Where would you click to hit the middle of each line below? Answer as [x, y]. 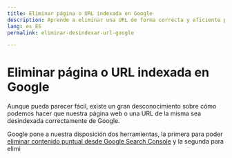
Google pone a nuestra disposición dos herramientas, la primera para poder [115, 134]
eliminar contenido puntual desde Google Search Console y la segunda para [116, 142]
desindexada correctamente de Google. [64, 121]
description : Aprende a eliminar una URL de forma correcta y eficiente [114, 20]
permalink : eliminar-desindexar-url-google [71, 33]
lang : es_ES [24, 26]
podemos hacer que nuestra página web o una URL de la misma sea [104, 113]
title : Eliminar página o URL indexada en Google [80, 13]
